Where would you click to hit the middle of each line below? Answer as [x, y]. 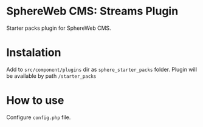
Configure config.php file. [39, 117]
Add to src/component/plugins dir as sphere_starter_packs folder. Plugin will [102, 69]
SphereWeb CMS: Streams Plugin [92, 11]
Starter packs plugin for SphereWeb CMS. [59, 28]
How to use [35, 101]
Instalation [34, 53]
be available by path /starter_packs [51, 76]
